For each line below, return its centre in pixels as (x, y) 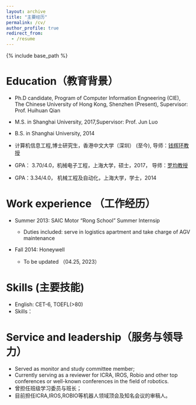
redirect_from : (25, 34)
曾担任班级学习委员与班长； (48, 388)
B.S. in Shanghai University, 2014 (55, 133)
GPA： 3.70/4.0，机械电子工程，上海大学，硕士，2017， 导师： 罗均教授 (101, 165)
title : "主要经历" (27, 17)
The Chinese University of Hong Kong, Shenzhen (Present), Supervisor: (101, 104)
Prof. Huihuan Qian (37, 110)
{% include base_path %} (37, 56)
